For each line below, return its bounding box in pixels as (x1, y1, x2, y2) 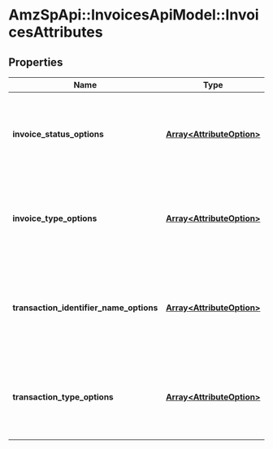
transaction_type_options (12, 391, 114, 403)
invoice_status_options (12, 128, 104, 140)
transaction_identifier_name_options (12, 302, 158, 313)
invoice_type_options (12, 213, 97, 224)
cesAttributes (8, 23, 103, 41)
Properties (8, 55, 63, 69)
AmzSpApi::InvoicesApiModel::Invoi (8, 6, 259, 24)
